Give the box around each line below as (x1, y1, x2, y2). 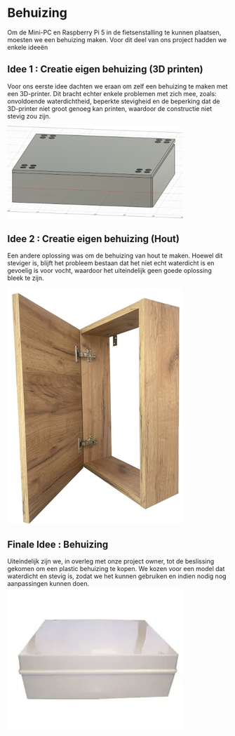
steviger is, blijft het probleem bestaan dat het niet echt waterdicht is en (7, 259, 215, 267)
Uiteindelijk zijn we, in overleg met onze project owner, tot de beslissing (7, 556, 215, 566)
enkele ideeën (7, 43, 48, 51)
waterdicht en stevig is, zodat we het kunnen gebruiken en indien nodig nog (7, 572, 227, 580)
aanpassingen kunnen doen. (7, 579, 90, 587)
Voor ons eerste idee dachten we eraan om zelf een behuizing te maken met (7, 82, 228, 91)
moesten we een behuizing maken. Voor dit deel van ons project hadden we (7, 35, 227, 44)
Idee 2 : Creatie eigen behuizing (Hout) (7, 233, 180, 245)
